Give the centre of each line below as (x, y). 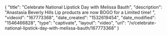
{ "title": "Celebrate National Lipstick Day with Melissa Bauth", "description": (83, 7)
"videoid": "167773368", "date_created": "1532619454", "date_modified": (80, 18)
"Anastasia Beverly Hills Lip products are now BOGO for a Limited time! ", (80, 12)
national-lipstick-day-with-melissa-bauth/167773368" (60, 28)
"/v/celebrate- (142, 23)
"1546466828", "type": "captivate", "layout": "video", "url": (65, 23)
